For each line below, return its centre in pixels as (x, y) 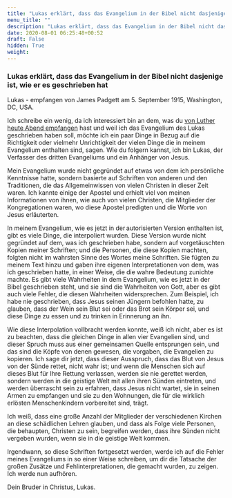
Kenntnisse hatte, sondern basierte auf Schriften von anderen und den (107, 178)
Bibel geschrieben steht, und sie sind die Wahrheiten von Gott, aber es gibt (114, 287)
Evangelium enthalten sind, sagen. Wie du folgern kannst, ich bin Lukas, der (115, 150)
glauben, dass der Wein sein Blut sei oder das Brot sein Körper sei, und (108, 309)
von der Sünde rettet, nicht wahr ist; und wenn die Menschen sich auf (106, 366)
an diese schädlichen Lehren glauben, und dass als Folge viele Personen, (112, 424)
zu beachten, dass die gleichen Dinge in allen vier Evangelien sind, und (108, 337)
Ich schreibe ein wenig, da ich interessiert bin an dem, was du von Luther (111, 121)
